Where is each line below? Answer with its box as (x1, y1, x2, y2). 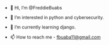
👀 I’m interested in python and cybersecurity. (10, 14, 104, 20)
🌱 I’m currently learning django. (10, 24, 76, 30)
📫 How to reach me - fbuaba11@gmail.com (10, 34, 101, 40)
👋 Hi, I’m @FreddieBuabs (10, 5, 62, 10)
